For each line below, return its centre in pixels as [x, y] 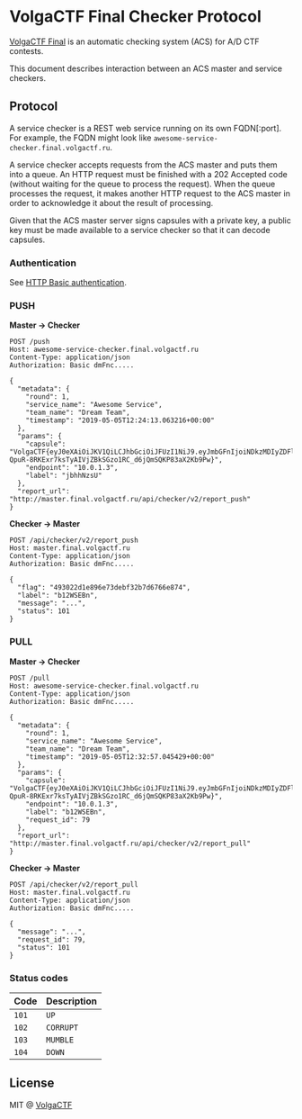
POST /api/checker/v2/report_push [74, 541]
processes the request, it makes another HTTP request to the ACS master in [150, 193]
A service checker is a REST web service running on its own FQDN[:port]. [146, 128]
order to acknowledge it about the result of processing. [111, 203]
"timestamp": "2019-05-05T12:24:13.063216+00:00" [120, 420]
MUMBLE [60, 1040]
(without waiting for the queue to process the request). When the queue [142, 184]
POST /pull [30, 678]
